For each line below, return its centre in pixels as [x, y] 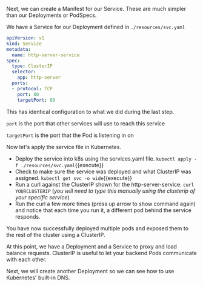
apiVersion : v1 [25, 38]
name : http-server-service [46, 55]
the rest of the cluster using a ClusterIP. [56, 234]
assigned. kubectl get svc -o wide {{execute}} [73, 178]
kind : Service [24, 44]
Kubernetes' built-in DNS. [38, 278]
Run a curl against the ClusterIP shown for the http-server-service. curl [105, 184]
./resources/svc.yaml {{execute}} [62, 165]
